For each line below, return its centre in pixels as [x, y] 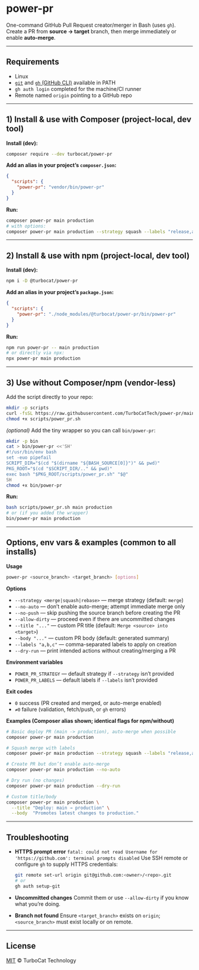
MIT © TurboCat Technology [41, 960]
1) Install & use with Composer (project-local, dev [99, 120]
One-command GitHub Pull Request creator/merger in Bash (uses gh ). [91, 25]
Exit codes [19, 691]
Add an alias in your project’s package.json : [60, 292]
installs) [21, 552]
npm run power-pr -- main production [53, 347]
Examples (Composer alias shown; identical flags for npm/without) [90, 720]
